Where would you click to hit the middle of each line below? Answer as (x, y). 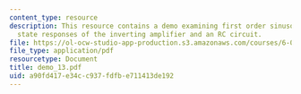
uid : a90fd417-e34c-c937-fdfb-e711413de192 (92, 76)
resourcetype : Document (54, 59)
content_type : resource (54, 17)
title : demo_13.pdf (46, 68)
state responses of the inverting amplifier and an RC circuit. (140, 34)
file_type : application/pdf (62, 51)
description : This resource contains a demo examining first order (138, 26)
